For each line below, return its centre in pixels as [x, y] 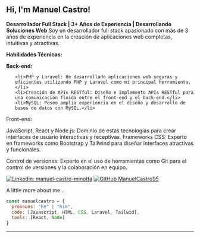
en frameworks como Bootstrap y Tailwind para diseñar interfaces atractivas [100, 143]
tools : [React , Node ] [38, 218]
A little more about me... [35, 190]
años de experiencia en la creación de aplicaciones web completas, [89, 37]
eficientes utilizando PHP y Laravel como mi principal [85, 82]
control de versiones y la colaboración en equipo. [67, 167]
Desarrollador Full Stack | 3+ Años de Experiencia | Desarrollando [89, 24]
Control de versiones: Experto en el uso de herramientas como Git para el [96, 161]
